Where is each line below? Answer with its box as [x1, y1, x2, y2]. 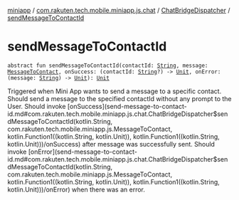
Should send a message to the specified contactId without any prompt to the [7, 94, 233, 102]
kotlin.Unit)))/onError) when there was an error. [7, 185, 146, 194]
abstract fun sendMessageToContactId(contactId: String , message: [7, 62, 208, 69]
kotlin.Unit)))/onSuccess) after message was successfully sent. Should [7, 140, 216, 148]
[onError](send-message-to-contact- [28, 147, 137, 156]
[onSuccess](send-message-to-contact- [67, 102, 187, 110]
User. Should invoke [7, 102, 66, 110]
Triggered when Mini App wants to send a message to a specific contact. [7, 87, 222, 95]
